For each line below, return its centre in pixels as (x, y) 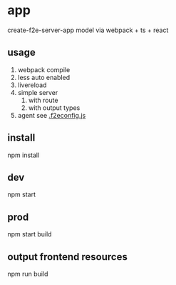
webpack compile (44, 69)
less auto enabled (43, 77)
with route (43, 100)
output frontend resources (68, 257)
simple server (38, 92)
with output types (54, 107)
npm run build (28, 274)
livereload (32, 85)
